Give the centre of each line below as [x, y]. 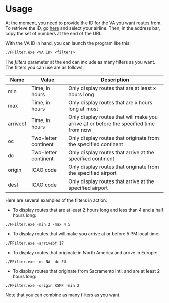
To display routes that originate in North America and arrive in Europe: [85, 252]
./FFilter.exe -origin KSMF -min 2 [43, 285]
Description [115, 80]
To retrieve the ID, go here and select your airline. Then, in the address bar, [83, 28]
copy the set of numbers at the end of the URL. [54, 33]
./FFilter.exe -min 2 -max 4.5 [38, 224]
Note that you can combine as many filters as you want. [63, 295]
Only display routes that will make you [113, 117]
